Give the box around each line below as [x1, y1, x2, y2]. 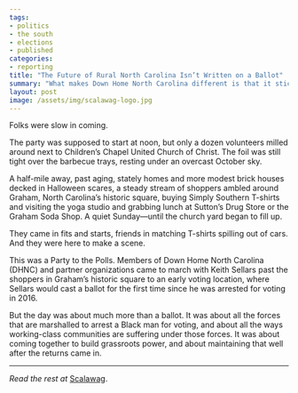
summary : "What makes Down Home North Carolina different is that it [9, 79, 272, 88]
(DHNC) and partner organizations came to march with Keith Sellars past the [9, 264, 288, 276]
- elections [9, 37, 53, 47]
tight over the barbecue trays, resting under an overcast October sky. [9, 156, 263, 167]
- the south [9, 29, 53, 38]
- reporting [9, 63, 53, 72]
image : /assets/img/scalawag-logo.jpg [9, 95, 153, 105]
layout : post [9, 87, 58, 96]
